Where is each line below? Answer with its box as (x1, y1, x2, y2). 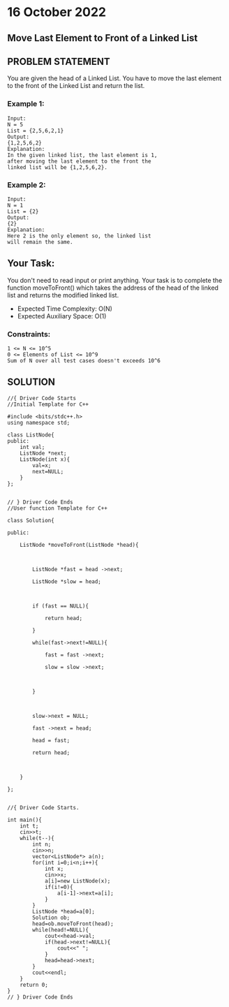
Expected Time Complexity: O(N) (17, 304, 113, 313)
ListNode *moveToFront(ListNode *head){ (20, 541, 139, 548)
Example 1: (7, 99, 45, 109)
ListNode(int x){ (20, 455, 71, 463)
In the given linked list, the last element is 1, (7, 152, 158, 159)
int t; (20, 822, 39, 830)
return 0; (20, 981, 49, 988)
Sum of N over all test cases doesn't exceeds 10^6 (7, 358, 161, 365)
